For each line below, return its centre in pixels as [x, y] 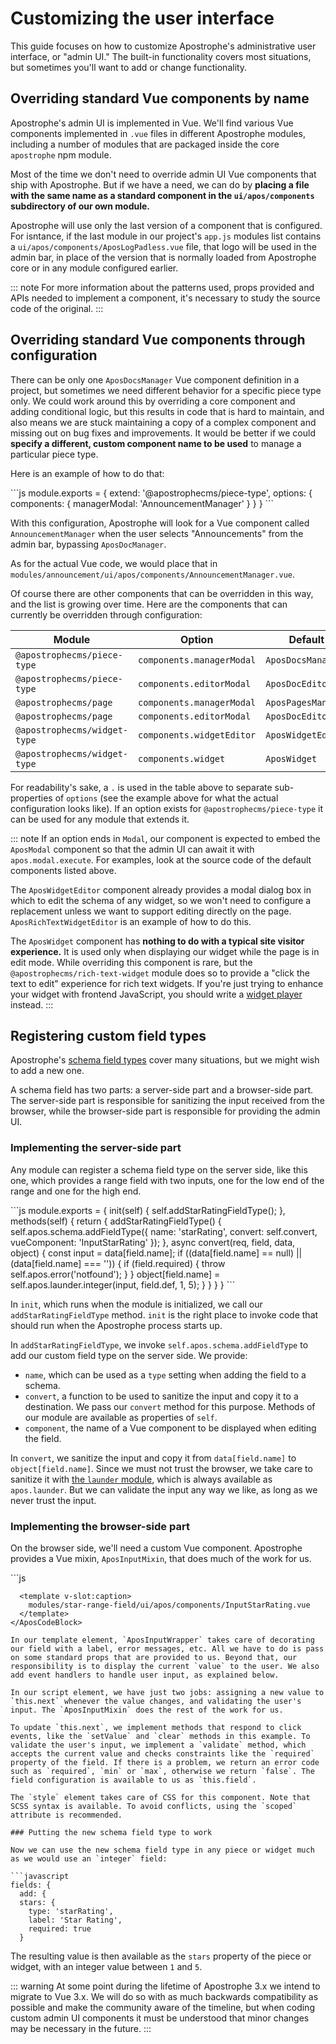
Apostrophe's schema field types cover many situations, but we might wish [165, 1060]
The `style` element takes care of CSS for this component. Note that [160, 1797]
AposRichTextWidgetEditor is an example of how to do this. [131, 921]
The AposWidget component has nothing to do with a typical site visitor [157, 941]
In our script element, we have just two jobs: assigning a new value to [167, 1692]
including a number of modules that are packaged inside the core [145, 144]
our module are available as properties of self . [121, 1417]
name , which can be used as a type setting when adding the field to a [165, 1374]
